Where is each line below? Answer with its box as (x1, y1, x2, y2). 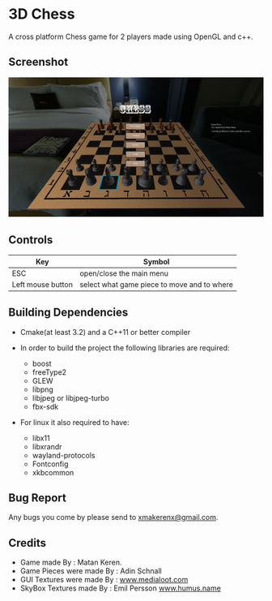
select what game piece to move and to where (79, 280, 233, 290)
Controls (8, 233, 53, 247)
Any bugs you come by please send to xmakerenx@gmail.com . (8, 513, 219, 522)
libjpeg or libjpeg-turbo (32, 393, 110, 402)
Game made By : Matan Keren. (19, 557, 122, 568)
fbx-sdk (32, 401, 59, 411)
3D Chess (8, 5, 75, 24)
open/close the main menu (79, 268, 168, 278)
